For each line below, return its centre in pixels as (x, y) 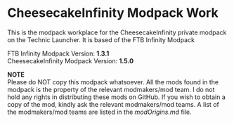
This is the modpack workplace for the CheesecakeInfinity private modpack (117, 32)
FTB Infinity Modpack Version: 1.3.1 (58, 53)
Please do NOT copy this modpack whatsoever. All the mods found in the (113, 82)
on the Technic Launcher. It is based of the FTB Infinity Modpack (101, 39)
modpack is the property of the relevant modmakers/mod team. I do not (111, 89)
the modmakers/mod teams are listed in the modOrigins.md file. (99, 112)
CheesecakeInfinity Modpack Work (113, 13)
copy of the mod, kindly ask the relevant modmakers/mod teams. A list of (113, 104)
